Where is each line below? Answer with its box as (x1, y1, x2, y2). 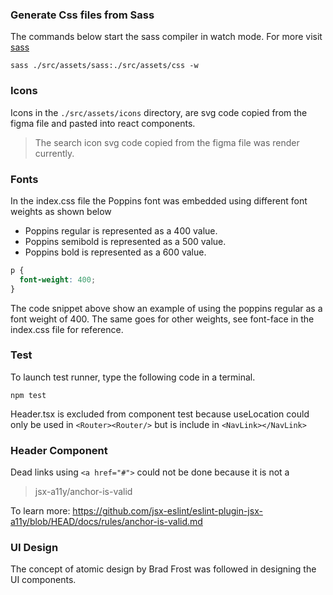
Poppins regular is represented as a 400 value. (24, 224, 218, 237)
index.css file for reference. (10, 323, 124, 335)
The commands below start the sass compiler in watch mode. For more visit (10, 31, 323, 43)
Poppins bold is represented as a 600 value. (24, 246, 207, 258)
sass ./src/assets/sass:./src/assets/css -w (10, 61, 199, 71)
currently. (34, 147, 75, 159)
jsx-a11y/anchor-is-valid (34, 486, 133, 498)
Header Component (10, 443, 108, 457)
